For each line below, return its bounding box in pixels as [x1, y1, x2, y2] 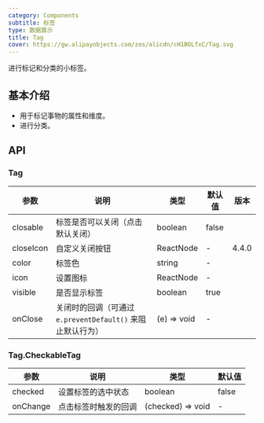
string [156, 257, 178, 268]
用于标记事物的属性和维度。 [19, 111, 110, 120]
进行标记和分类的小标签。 [8, 64, 91, 73]
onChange [12, 400, 51, 411]
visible [12, 286, 37, 297]
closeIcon [12, 242, 49, 253]
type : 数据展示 [8, 26, 53, 34]
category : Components [8, 11, 79, 20]
